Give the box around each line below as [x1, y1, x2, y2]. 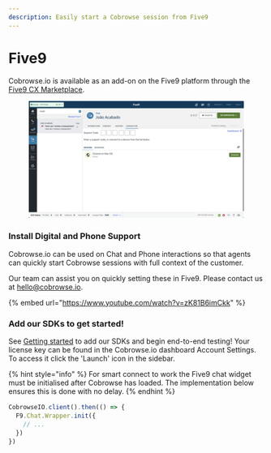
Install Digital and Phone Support [8, 231, 141, 242]
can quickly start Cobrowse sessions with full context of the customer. [8, 258, 244, 267]
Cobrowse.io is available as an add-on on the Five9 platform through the [8, 75, 251, 85]
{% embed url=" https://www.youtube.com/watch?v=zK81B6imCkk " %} [8, 297, 246, 307]
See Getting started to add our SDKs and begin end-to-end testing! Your [8, 336, 250, 346]
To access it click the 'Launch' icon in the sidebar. [8, 353, 176, 364]
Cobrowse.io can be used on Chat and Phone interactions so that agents [8, 249, 252, 259]
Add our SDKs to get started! [8, 318, 124, 329]
